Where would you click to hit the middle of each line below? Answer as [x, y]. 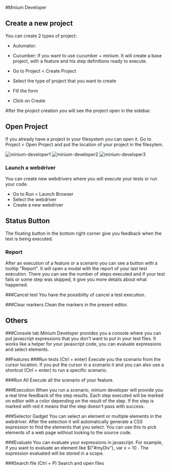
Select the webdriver [35, 199]
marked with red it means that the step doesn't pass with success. [75, 406]
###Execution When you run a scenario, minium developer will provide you [84, 390]
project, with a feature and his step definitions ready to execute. [80, 61]
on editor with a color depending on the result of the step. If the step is [80, 400]
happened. [17, 285]
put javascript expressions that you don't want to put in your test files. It [81, 338]
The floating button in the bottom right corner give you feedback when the [83, 233]
